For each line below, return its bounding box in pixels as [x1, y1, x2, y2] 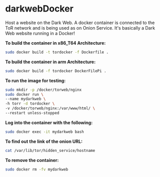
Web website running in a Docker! [5, 30, 75, 36]
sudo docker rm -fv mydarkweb [5, 166, 69, 172]
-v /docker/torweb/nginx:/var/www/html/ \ [5, 106, 95, 111]
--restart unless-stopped [5, 111, 59, 116]
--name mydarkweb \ [5, 96, 46, 102]
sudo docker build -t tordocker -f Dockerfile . [5, 50, 109, 55]
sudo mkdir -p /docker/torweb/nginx [5, 87, 82, 92]
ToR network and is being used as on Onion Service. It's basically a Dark [5, 25, 155, 31]
